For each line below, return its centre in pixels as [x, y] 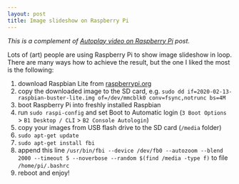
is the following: [31, 70]
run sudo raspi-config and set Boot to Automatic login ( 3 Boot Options [122, 112]
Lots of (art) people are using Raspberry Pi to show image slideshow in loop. [119, 55]
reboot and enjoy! [44, 173]
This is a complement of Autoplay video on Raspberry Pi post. [99, 40]
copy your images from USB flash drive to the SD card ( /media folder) [119, 127]
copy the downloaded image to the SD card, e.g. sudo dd [101, 91]
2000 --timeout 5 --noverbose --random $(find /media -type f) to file [123, 158]
